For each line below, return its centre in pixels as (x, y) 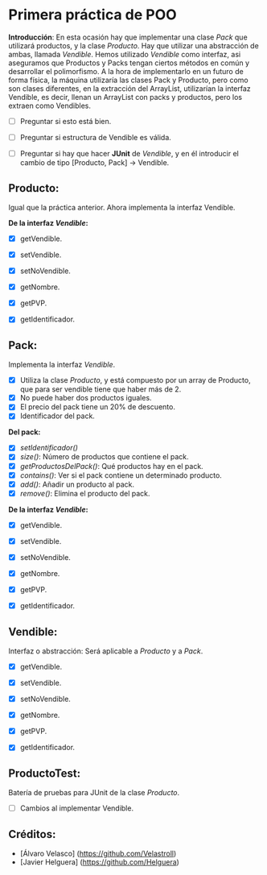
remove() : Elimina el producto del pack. (85, 493)
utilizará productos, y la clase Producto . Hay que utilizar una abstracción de (133, 45)
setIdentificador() (49, 448)
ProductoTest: (45, 773)
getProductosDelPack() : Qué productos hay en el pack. (111, 466)
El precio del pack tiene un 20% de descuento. (97, 407)
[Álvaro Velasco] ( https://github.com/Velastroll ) (98, 853)
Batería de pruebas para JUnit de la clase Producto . (94, 793)
